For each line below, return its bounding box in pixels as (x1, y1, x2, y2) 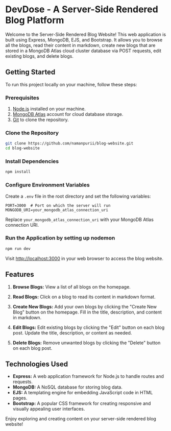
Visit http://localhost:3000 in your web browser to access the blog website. (5, 255, 164, 261)
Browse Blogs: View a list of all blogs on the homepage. (12, 283, 131, 290)
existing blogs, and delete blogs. (5, 53, 74, 59)
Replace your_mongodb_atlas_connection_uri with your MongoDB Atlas (5, 216, 154, 223)
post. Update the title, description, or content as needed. (12, 329, 132, 336)
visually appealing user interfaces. (12, 406, 85, 412)
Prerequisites (5, 94, 39, 101)
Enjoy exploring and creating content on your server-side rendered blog (5, 416, 157, 422)
